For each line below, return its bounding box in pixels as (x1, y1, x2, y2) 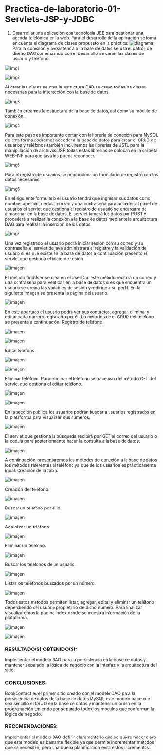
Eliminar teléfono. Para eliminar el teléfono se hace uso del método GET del (5, 375, 156, 381)
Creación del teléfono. (5, 486, 50, 492)
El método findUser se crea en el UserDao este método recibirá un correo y (5, 274, 157, 280)
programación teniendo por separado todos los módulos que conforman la (5, 706, 155, 712)
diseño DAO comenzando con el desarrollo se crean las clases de (12, 50, 144, 56)
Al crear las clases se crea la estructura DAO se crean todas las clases (5, 84, 146, 89)
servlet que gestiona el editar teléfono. (5, 381, 83, 386)
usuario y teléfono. (12, 55, 50, 61)
